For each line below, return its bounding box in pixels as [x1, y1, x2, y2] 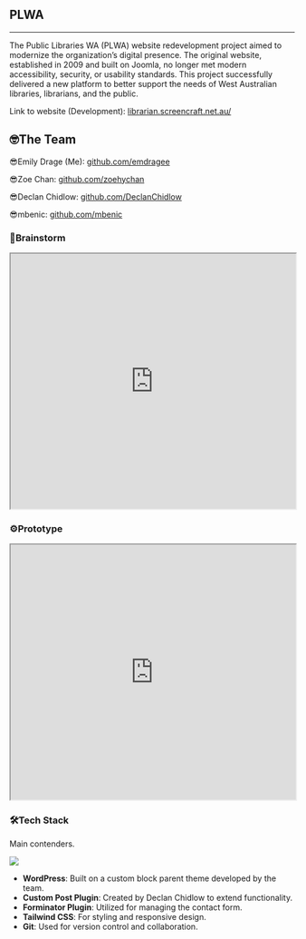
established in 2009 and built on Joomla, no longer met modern [9, 59, 247, 70]
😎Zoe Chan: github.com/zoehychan [9, 173, 145, 184]
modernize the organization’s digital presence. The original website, [9, 49, 263, 60]
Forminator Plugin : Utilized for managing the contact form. [22, 902, 243, 913]
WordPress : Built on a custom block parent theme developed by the [22, 873, 277, 884]
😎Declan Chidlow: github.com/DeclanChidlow [9, 191, 183, 202]
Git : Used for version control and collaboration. [22, 921, 198, 932]
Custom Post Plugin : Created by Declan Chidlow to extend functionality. [22, 892, 292, 903]
